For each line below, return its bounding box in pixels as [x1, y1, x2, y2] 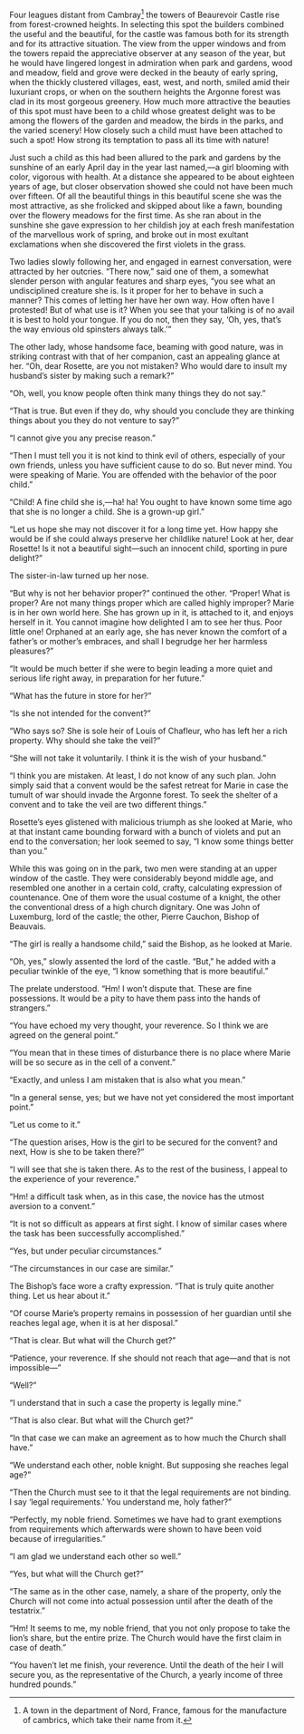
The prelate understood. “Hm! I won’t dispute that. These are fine [9, 983, 252, 993]
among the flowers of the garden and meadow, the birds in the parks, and [9, 115, 284, 126]
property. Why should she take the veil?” [9, 734, 161, 746]
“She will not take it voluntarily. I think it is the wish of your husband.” [9, 752, 267, 763]
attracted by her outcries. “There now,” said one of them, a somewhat [9, 266, 270, 276]
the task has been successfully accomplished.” [9, 1227, 185, 1238]
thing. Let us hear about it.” [9, 1290, 110, 1301]
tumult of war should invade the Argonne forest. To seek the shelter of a [9, 789, 279, 800]
